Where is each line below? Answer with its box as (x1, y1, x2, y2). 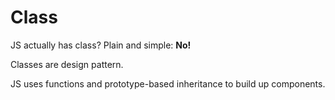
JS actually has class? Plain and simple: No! (10, 39, 192, 51)
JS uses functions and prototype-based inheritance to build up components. (10, 77, 326, 90)
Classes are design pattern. (10, 58, 124, 70)
